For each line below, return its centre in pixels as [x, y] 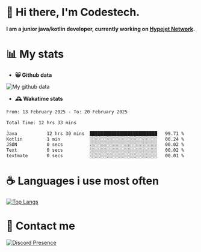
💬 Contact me [41, 226]
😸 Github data [33, 75]
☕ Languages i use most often [83, 181]
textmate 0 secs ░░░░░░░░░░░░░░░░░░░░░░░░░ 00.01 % [95, 156]
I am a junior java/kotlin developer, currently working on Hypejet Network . [101, 29]
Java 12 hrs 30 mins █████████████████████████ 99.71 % [95, 133]
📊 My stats [35, 54]
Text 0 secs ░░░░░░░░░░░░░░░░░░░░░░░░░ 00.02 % [95, 150]
